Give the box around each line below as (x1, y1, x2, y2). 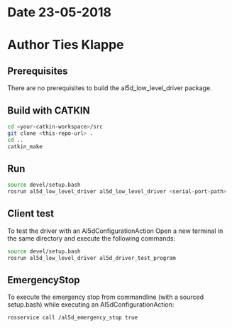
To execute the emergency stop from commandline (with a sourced (7, 293, 204, 302)
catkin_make (7, 143, 43, 150)
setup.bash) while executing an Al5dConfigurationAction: (7, 300, 175, 309)
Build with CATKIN (7, 104, 90, 116)
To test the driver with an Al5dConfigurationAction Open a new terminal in (7, 226, 223, 235)
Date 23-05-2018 (7, 4, 112, 21)
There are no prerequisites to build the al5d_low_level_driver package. (7, 84, 212, 92)
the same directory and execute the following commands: (7, 234, 176, 242)
